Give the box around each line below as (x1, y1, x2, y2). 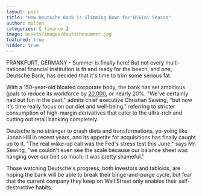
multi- (165, 58, 181, 66)
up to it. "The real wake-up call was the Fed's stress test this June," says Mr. (6, 140, 197, 147)
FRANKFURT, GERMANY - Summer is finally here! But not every (6, 58, 165, 66)
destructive (6, 183, 34, 191)
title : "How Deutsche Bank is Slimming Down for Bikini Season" (6, 14, 171, 21)
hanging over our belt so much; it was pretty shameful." (6, 153, 145, 160)
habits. (35, 183, 52, 191)
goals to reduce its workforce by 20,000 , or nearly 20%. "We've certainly (6, 90, 189, 97)
